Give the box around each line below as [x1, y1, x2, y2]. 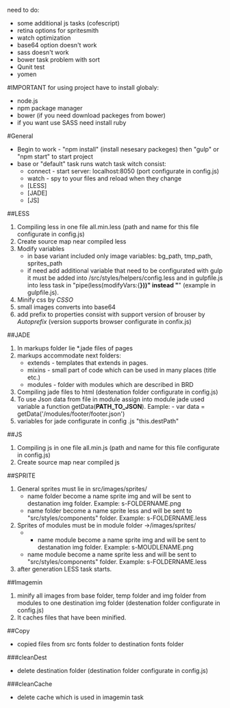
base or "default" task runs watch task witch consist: [16, 160, 166, 167]
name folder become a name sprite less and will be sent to [27, 507, 193, 515]
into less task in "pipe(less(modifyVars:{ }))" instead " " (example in [27, 281, 216, 289]
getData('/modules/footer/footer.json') [16, 410, 125, 418]
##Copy [7, 627, 30, 635]
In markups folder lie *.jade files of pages [16, 344, 133, 352]
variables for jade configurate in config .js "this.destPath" [16, 417, 179, 425]
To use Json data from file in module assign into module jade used [16, 395, 205, 403]
